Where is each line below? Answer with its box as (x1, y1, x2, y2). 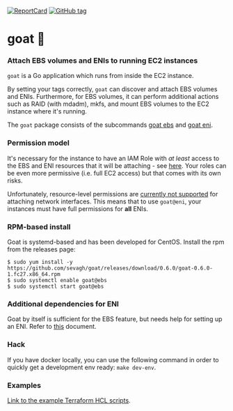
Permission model (7, 138, 70, 148)
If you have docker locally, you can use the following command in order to (7, 355, 219, 364)
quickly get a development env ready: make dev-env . (7, 363, 156, 371)
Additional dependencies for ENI (7, 300, 120, 309)
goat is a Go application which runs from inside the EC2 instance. (7, 72, 194, 80)
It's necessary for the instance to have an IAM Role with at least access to (7, 154, 220, 162)
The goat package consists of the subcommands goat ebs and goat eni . (7, 121, 214, 129)
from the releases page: (7, 245, 76, 254)
